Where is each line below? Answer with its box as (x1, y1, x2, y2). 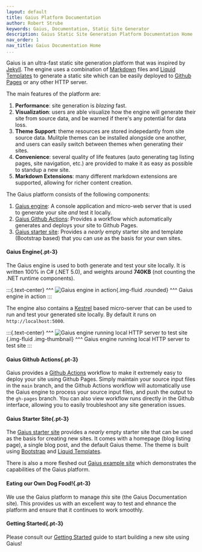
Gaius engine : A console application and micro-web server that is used (14, 202, 192, 209)
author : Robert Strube (6, 20, 63, 26)
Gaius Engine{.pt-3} (6, 248, 58, 256)
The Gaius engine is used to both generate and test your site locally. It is (6, 262, 186, 269)
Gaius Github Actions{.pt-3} (6, 356, 78, 363)
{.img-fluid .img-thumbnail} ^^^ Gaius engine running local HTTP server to (6, 336, 190, 343)
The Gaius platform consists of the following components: (6, 190, 150, 198)
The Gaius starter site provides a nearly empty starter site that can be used (6, 429, 193, 436)
